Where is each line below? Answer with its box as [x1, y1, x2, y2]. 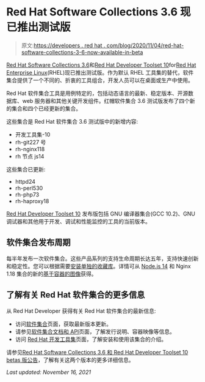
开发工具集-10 [15, 130, 51, 138]
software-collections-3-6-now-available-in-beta [21, 48, 143, 56]
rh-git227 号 [15, 138, 46, 146]
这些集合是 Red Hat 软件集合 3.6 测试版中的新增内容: [6, 118, 138, 125]
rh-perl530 [15, 184, 43, 192]
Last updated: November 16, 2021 [6, 368, 92, 376]
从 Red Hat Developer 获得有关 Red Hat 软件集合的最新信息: [6, 307, 156, 315]
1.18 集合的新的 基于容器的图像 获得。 [6, 270, 97, 277]
